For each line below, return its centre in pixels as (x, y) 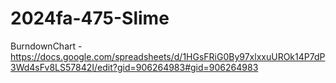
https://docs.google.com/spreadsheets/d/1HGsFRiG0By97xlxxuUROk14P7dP (168, 56)
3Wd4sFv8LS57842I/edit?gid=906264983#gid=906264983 (134, 67)
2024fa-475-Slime (90, 18)
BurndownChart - (46, 46)
